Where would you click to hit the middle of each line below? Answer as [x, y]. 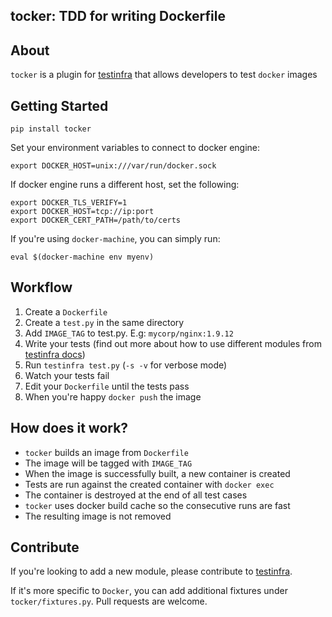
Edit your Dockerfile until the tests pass [107, 386]
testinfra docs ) [55, 354]
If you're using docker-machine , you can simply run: [115, 239]
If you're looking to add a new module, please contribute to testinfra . [151, 571]
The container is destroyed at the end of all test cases [136, 495]
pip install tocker [51, 129]
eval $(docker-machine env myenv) [82, 257]
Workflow [41, 287]
